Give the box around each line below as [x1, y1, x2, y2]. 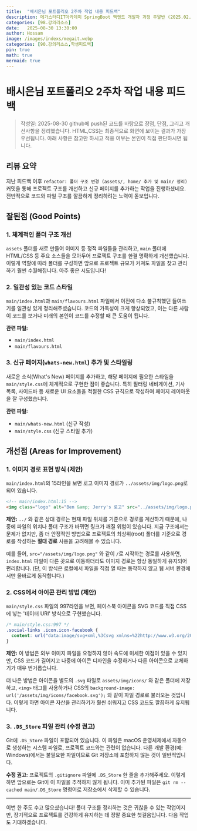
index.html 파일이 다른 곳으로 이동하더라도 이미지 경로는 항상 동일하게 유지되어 [6, 557, 188, 564]
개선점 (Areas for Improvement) [6, 446, 122, 456]
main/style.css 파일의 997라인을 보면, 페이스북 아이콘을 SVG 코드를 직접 [6, 603, 175, 610]
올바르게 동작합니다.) [16, 572, 64, 579]
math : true [6, 52, 33, 58]
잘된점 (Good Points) [6, 211, 81, 221]
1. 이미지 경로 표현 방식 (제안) [6, 465, 83, 473]
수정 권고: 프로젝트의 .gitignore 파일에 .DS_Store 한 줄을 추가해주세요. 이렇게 [6, 771, 186, 779]
